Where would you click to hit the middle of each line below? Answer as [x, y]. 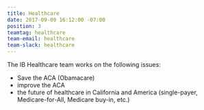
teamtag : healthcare [37, 32]
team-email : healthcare [41, 39]
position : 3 [24, 26]
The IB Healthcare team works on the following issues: [84, 65]
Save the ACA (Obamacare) [56, 78]
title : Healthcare [33, 13]
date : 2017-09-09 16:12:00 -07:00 [56, 20]
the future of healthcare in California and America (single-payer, [107, 92]
